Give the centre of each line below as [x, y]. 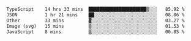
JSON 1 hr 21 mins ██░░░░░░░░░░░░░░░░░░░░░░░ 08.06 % [95, 15]
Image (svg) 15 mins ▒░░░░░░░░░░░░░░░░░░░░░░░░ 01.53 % [95, 26]
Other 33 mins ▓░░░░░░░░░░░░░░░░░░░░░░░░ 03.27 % [95, 20]
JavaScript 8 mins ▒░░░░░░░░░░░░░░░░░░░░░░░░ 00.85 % [95, 32]
